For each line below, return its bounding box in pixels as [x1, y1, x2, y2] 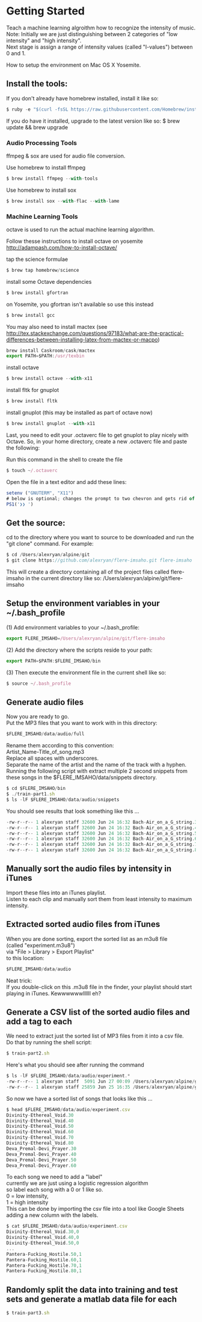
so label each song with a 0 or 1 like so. [6, 1186, 103, 1193]
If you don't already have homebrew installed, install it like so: [6, 94, 159, 102]
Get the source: [6, 518, 66, 528]
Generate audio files [6, 697, 84, 707]
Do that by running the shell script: [6, 1039, 92, 1046]
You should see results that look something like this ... [6, 807, 139, 815]
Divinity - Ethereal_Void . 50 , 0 [6, 1240, 79, 1246]
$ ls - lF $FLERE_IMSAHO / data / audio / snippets [6, 797, 120, 803]
